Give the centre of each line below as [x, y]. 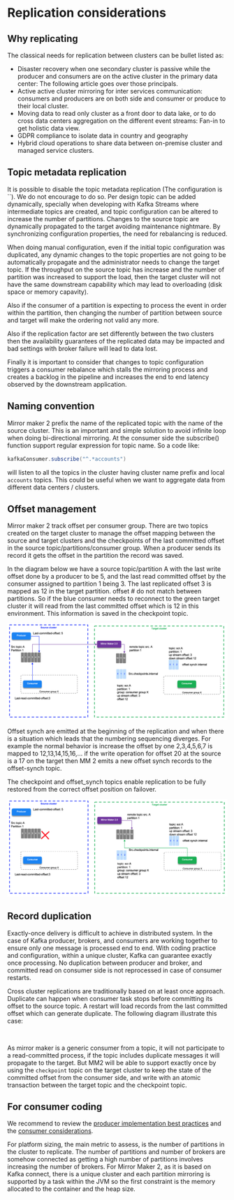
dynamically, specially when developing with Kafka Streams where [103, 204]
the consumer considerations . [50, 1131]
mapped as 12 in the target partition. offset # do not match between [104, 591]
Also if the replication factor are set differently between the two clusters [111, 334]
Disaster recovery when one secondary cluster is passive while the [114, 69]
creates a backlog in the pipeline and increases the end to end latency [108, 377]
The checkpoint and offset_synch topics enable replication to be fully [107, 782]
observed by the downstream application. [67, 384]
